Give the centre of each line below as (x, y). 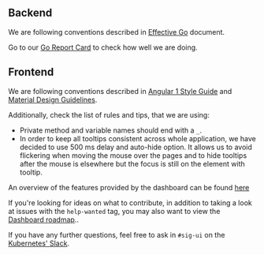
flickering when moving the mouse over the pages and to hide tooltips (133, 155)
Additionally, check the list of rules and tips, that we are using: (109, 114)
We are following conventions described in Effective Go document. (117, 32)
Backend (30, 13)
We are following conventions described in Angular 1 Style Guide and (120, 91)
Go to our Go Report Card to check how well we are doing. (103, 47)
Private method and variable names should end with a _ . (111, 130)
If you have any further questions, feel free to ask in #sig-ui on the (117, 234)
